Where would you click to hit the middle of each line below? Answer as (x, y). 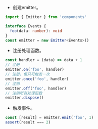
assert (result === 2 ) (28, 122)
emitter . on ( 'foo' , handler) (35, 70)
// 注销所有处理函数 (24, 93)
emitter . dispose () (24, 98)
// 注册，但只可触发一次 (28, 74)
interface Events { (26, 26)
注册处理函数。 (28, 51)
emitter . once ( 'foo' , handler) (37, 79)
